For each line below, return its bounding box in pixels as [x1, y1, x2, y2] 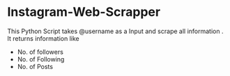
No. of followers [17, 48, 64, 56]
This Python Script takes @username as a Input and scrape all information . [7, 27, 224, 35]
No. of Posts [17, 62, 54, 70]
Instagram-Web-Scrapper [7, 4, 161, 20]
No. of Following [17, 55, 65, 63]
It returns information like [7, 34, 79, 42]
